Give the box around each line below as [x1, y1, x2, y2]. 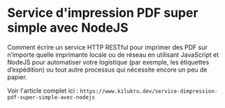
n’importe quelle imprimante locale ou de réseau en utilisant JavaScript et [7, 50, 219, 59]
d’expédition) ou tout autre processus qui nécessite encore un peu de [7, 65, 208, 74]
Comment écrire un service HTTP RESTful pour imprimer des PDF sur [7, 43, 208, 51]
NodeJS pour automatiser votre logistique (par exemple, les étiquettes [7, 58, 210, 66]
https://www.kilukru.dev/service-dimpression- [80, 88, 218, 95]
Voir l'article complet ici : [7, 86, 79, 95]
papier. [7, 72, 28, 81]
